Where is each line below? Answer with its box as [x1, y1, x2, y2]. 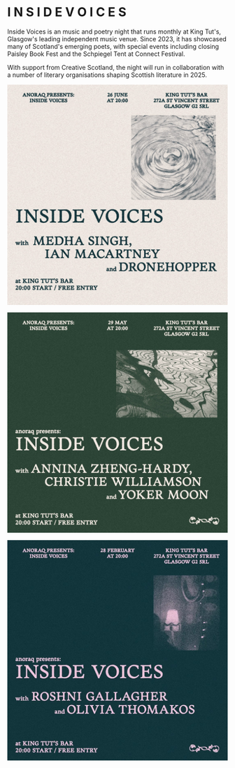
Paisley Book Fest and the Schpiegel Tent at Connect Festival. [7, 50, 185, 58]
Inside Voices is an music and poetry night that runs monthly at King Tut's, [7, 27, 222, 36]
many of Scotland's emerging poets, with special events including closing [7, 42, 219, 50]
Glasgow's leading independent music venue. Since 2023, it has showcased [7, 34, 227, 43]
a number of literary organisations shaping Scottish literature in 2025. [7, 71, 208, 79]
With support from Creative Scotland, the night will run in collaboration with [7, 63, 225, 71]
